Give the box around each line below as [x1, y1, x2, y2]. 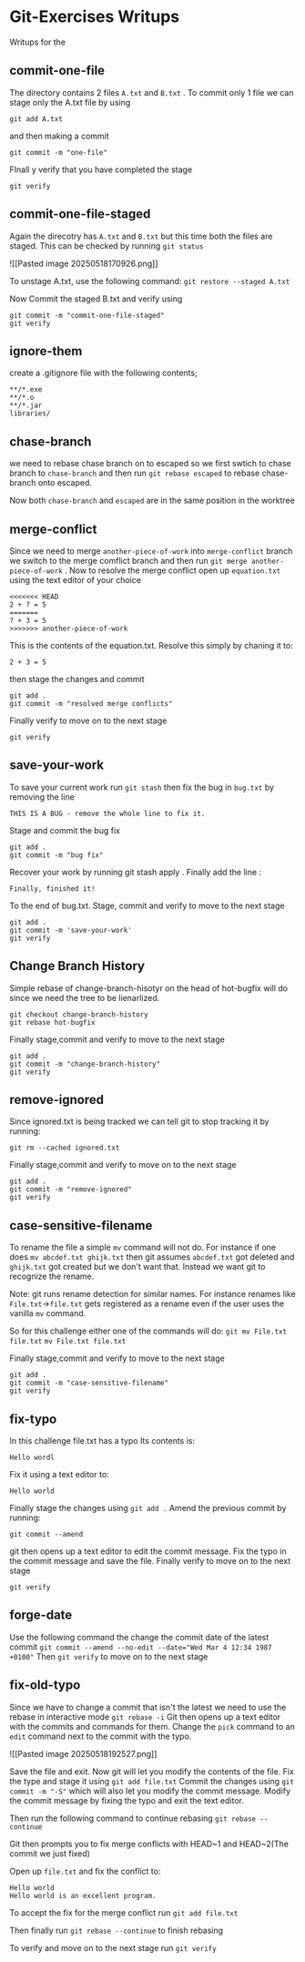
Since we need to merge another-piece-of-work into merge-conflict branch [9, 546, 293, 557]
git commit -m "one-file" [9, 148, 107, 157]
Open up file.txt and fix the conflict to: [9, 1865, 161, 1876]
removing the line [9, 791, 75, 802]
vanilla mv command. [9, 1308, 86, 1319]
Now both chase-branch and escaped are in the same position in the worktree [9, 495, 296, 506]
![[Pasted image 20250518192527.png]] [9, 1748, 158, 1759]
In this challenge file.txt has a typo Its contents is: [9, 1436, 196, 1446]
